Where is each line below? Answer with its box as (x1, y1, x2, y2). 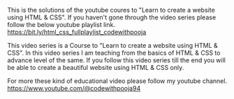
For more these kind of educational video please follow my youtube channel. (7, 77, 228, 85)
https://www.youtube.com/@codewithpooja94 (7, 84, 141, 92)
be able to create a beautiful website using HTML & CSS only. (7, 64, 184, 71)
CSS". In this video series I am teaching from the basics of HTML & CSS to (7, 48, 221, 57)
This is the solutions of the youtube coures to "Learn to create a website (7, 6, 215, 14)
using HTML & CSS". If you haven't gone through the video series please (7, 13, 217, 21)
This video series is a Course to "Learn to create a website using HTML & (7, 42, 218, 49)
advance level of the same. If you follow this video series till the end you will (7, 56, 226, 64)
